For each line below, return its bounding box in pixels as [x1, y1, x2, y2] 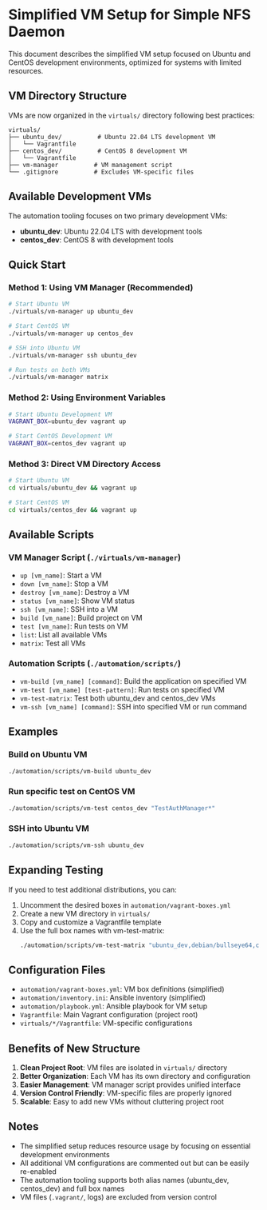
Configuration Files [8, 963, 106, 976]
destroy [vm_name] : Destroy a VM [19, 587, 130, 597]
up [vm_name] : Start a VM [19, 570, 102, 580]
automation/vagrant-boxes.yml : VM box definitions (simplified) [19, 984, 225, 994]
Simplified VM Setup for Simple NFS [8, 6, 251, 24]
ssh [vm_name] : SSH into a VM [19, 604, 118, 613]
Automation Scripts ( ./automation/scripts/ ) [8, 658, 182, 669]
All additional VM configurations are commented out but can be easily [19, 1158, 249, 1168]
